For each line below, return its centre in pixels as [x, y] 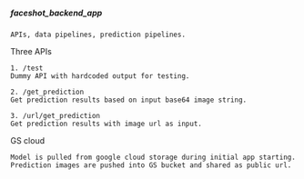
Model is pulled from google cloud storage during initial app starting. [153, 157]
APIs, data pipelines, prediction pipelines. [98, 35]
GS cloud [27, 140]
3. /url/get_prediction [56, 115]
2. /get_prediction [47, 92]
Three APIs [31, 51]
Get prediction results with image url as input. [106, 124]
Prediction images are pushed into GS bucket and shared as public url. [151, 165]
